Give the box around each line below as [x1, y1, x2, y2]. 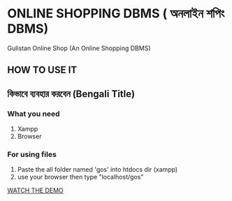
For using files [7, 149, 57, 159]
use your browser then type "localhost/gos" [17, 173, 144, 181]
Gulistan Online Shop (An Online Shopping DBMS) [7, 44, 151, 52]
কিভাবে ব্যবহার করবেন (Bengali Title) [7, 88, 135, 100]
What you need [7, 109, 61, 119]
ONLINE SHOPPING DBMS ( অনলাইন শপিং [7, 6, 225, 22]
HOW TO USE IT [7, 64, 78, 76]
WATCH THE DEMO [7, 186, 64, 195]
